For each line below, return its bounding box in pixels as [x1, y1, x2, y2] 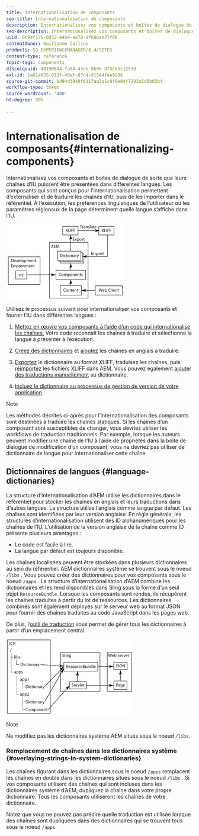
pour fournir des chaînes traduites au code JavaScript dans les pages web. [6, 609, 190, 616]
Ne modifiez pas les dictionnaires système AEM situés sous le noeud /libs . [6, 732, 191, 739]
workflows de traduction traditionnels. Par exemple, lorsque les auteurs [6, 430, 181, 438]
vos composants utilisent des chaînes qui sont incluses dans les [6, 780, 162, 787]
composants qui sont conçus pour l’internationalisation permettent [6, 187, 169, 194]
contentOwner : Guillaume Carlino [6, 41, 89, 47]
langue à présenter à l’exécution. [14, 335, 95, 343]
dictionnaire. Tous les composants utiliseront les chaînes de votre [6, 793, 166, 800]
